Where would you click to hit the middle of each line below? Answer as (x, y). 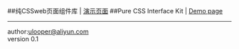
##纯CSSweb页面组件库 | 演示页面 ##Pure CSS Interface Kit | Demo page (115, 11)
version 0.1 (23, 39)
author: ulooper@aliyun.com (48, 31)
